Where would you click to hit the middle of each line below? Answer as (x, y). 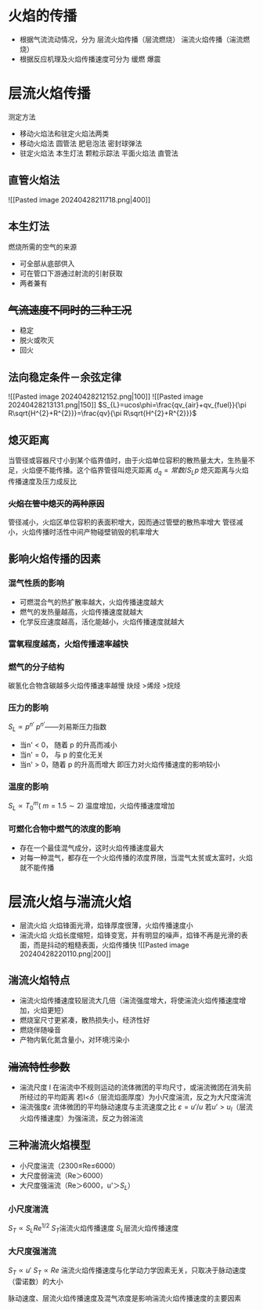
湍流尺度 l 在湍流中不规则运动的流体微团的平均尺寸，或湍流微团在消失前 (135, 1087)
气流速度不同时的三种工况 (70, 310)
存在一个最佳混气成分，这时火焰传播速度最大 (92, 848)
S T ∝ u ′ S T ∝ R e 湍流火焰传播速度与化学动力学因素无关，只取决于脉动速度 (127, 1271)
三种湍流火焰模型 (49, 1146)
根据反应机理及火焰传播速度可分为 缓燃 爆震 (90, 59)
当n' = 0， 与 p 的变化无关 (61, 754)
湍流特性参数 (39, 1067)
